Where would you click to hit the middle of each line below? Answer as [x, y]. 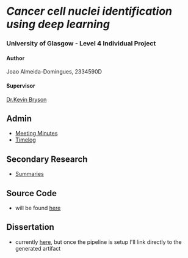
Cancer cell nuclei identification [89, 11]
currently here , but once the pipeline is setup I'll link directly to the [98, 242]
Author [16, 58]
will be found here [38, 208]
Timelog [26, 140]
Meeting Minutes [36, 134]
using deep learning [58, 24]
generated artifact [38, 248]
